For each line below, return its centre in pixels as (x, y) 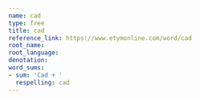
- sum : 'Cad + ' (35, 75)
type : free (27, 23)
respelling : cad (43, 82)
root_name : (27, 46)
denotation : (28, 61)
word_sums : (27, 68)
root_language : (34, 53)
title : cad (27, 30)
